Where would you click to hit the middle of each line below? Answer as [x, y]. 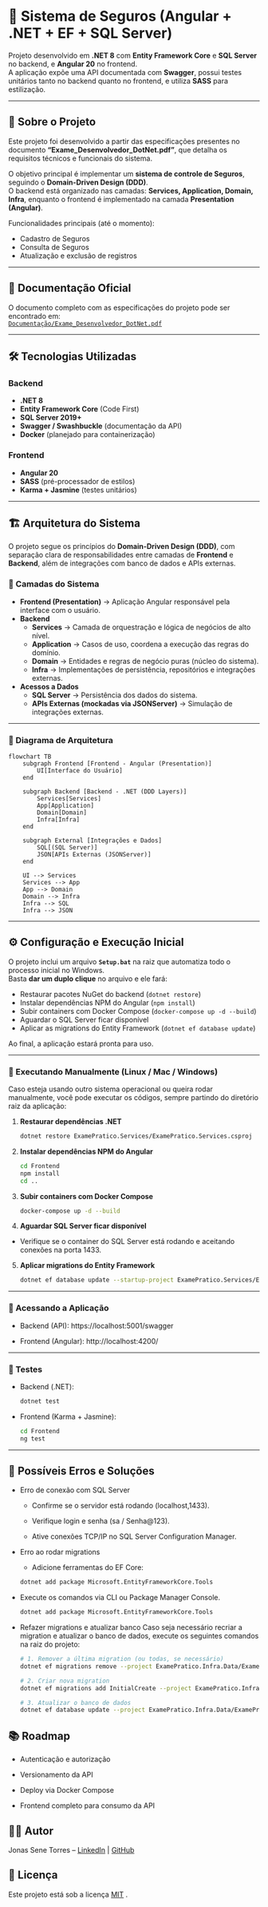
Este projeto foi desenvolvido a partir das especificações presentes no [124, 141]
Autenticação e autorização [65, 1759]
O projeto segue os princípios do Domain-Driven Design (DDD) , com [122, 546]
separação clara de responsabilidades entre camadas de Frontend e [121, 555]
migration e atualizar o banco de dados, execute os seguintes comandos [139, 1636]
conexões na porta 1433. [61, 1250]
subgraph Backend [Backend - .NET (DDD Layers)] [105, 791]
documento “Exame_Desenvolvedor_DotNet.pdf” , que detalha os [118, 149]
